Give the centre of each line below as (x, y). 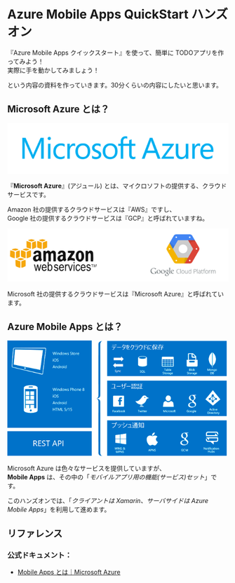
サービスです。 (29, 194)
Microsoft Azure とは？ (59, 109)
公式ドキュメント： (40, 556)
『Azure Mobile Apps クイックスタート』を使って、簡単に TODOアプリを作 (116, 53)
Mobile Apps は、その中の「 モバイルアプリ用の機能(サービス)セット (106, 476)
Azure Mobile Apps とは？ (65, 327)
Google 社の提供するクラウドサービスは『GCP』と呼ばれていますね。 (108, 218)
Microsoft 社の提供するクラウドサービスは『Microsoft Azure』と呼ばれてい (116, 294)
